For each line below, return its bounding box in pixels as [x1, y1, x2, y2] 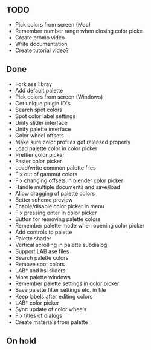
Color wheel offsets [14, 131, 65, 139]
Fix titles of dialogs [14, 312, 62, 319]
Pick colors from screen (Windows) [14, 93, 103, 101]
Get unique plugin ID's [14, 99, 71, 107]
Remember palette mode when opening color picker [14, 222, 145, 229]
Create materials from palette [14, 318, 88, 326]
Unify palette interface [14, 125, 71, 133]
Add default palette [14, 87, 63, 94]
